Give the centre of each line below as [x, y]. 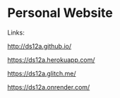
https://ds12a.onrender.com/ [49, 87]
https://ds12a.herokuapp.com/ [51, 60]
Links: [16, 32]
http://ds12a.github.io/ [40, 46]
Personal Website [60, 13]
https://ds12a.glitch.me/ [42, 73]
